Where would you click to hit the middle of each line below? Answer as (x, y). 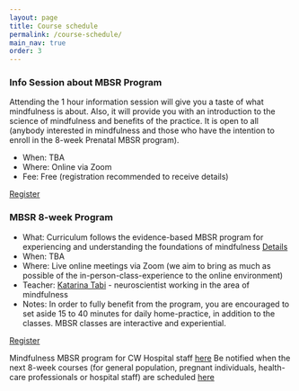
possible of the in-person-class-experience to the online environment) (153, 275)
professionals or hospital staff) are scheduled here (122, 377)
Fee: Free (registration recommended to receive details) (125, 177)
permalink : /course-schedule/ (66, 34)
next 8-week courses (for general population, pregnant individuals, (133, 367)
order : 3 (26, 51)
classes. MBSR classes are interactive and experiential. (124, 323)
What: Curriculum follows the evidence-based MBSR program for (143, 237)
